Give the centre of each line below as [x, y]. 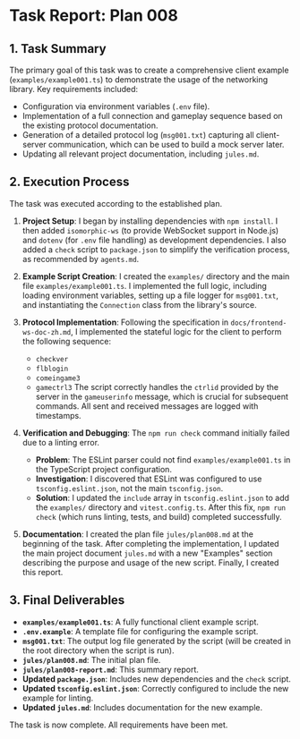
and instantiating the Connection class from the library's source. [139, 304]
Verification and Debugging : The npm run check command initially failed [156, 433]
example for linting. [58, 698]
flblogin [52, 369]
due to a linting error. [61, 442]
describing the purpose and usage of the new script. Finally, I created [150, 562]
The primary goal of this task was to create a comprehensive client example [149, 70]
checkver [52, 359]
